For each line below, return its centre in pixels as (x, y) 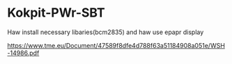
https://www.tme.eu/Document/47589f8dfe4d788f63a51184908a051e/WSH (116, 45)
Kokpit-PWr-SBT (56, 13)
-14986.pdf (23, 53)
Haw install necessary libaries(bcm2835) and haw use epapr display (106, 32)
